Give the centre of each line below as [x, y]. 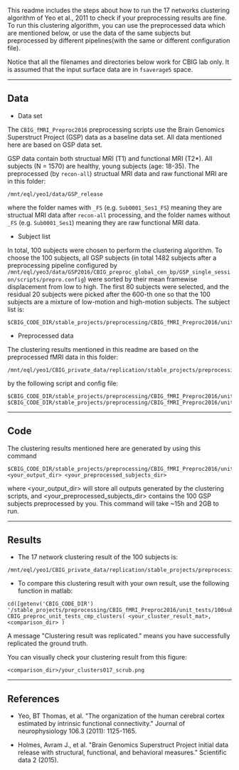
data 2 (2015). [38, 760]
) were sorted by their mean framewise [140, 279]
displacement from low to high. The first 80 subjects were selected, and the [118, 286]
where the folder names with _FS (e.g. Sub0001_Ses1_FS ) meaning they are [115, 207]
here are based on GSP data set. [55, 145]
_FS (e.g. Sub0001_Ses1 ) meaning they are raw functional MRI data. [104, 222]
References [33, 698]
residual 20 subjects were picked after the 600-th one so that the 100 [109, 294]
